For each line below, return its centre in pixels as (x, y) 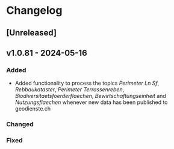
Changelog (34, 11)
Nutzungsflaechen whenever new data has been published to (91, 102)
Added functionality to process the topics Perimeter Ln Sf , (87, 83)
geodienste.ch (33, 109)
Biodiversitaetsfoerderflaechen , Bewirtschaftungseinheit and (91, 96)
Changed (20, 124)
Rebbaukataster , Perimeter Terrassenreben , (70, 90)
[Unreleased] (32, 33)
